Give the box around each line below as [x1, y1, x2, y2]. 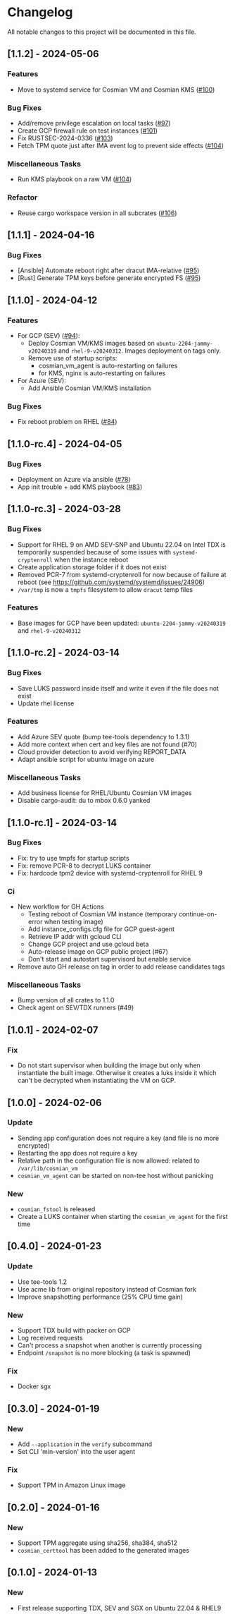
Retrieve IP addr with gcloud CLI [27, 933, 122, 941]
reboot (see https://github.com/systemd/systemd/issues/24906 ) [17, 578, 205, 586]
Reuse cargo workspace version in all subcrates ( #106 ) [17, 209, 177, 217]
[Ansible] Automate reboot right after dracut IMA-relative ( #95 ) [17, 266, 200, 275]
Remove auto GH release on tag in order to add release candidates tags [17, 962, 225, 971]
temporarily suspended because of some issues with [17, 547, 171, 556]
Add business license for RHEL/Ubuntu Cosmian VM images [17, 789, 192, 797]
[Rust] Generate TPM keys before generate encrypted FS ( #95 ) [17, 274, 201, 282]
